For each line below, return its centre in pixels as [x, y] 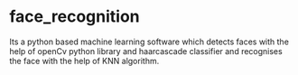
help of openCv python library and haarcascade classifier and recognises [146, 51]
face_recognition [74, 17]
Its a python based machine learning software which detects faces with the [149, 42]
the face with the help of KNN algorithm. [84, 61]
